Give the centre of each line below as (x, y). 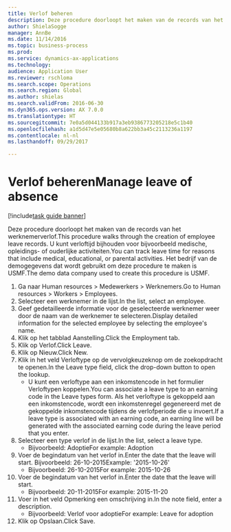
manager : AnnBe (30, 33)
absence (33, 197)
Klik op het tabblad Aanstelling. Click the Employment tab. (99, 338)
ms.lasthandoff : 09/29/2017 (48, 142)
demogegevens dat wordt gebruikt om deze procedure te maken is (102, 266)
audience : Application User (48, 71)
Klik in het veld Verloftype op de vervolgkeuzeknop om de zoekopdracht (120, 360)
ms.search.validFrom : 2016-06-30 (56, 104)
